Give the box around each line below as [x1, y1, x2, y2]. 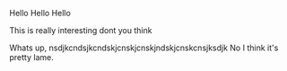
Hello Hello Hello [9, 8, 72, 18]
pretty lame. [9, 52, 54, 62]
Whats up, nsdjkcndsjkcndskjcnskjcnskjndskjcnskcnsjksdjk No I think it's [9, 42, 279, 53]
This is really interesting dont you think [9, 25, 152, 35]
